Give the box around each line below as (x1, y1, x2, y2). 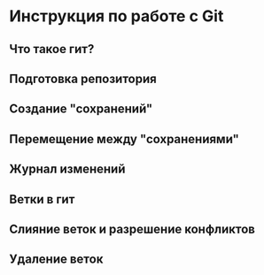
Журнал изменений (9, 162, 126, 177)
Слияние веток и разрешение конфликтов (9, 221, 255, 236)
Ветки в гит (9, 192, 75, 207)
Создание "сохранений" (9, 102, 153, 117)
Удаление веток (9, 252, 104, 267)
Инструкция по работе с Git (9, 6, 224, 27)
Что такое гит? (9, 42, 95, 57)
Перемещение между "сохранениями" (9, 131, 239, 147)
